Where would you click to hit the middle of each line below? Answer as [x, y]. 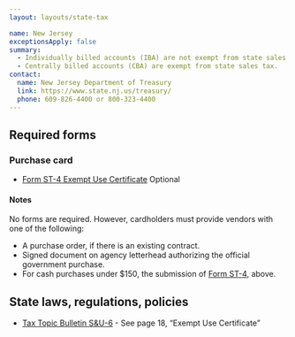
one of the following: [47, 229]
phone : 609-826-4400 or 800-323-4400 [87, 99]
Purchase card [41, 160]
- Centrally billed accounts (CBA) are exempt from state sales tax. [147, 66]
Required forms [53, 135]
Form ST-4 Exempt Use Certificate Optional [101, 180]
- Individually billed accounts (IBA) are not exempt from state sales [152, 58]
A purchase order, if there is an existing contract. [111, 246]
